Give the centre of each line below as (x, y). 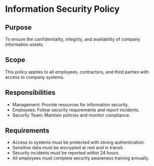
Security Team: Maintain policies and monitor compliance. (71, 115)
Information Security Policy (62, 9)
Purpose (19, 27)
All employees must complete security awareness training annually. (81, 158)
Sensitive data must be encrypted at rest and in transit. (68, 148)
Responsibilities (30, 93)
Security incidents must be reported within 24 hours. (66, 153)
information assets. (25, 44)
